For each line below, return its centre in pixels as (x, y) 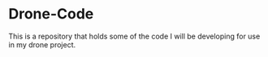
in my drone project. (42, 44)
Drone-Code (51, 14)
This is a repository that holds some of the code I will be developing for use (134, 36)
